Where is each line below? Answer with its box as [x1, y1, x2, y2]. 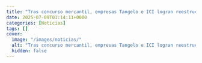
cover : [6, 31, 23, 37]
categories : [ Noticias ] [6, 20, 66, 26]
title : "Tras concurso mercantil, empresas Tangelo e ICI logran [6, 8, 173, 15]
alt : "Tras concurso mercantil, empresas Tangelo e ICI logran [11, 43, 173, 49]
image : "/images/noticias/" [11, 37, 82, 43]
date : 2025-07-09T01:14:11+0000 [6, 14, 87, 20]
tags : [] [6, 25, 28, 32]
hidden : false [11, 48, 47, 54]
